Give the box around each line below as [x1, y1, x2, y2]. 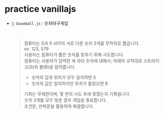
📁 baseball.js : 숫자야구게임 [11, 20, 68, 26]
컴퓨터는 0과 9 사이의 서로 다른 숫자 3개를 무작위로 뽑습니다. [24, 40, 140, 46]
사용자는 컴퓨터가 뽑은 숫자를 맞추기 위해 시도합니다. [24, 52, 124, 57]
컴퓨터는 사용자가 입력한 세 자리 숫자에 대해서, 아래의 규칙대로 [24, 57, 142, 63]
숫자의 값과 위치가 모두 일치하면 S [31, 74, 97, 80]
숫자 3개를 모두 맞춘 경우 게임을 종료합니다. [24, 97, 107, 103]
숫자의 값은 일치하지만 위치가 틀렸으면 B [31, 80, 108, 86]
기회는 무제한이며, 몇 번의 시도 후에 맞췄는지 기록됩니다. [24, 91, 131, 97]
